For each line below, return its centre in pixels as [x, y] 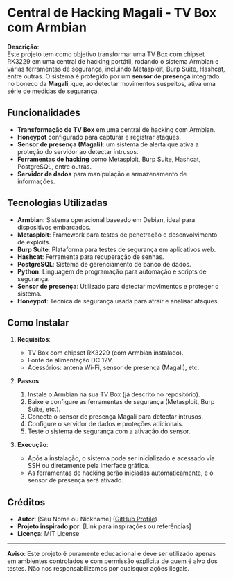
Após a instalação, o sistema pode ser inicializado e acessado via [121, 458]
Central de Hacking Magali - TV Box [112, 13]
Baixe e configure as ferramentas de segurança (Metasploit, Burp [121, 402]
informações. [36, 181]
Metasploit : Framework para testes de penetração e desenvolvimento [117, 235]
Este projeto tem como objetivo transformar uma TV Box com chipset [106, 54]
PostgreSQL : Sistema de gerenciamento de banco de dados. [104, 264]
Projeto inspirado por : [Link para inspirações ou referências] [104, 526]
